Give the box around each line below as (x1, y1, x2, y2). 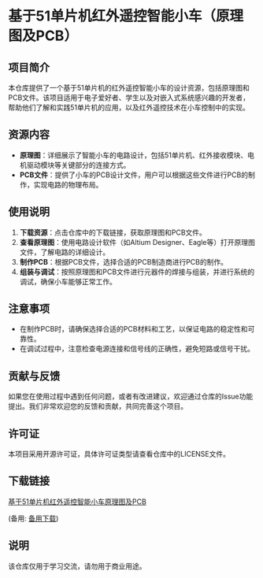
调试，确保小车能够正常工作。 (19, 276, 117, 286)
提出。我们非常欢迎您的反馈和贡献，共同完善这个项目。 (8, 402, 187, 411)
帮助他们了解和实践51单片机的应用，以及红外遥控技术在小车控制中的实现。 (8, 103, 250, 112)
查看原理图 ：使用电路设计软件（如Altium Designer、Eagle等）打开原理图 (19, 237, 256, 246)
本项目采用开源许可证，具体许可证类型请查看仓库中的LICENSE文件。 (8, 450, 231, 459)
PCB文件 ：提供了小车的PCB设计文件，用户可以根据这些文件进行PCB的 (19, 170, 249, 180)
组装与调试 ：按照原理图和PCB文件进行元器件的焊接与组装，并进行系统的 (19, 267, 255, 276)
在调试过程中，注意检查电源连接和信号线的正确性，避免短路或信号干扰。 (19, 344, 254, 354)
